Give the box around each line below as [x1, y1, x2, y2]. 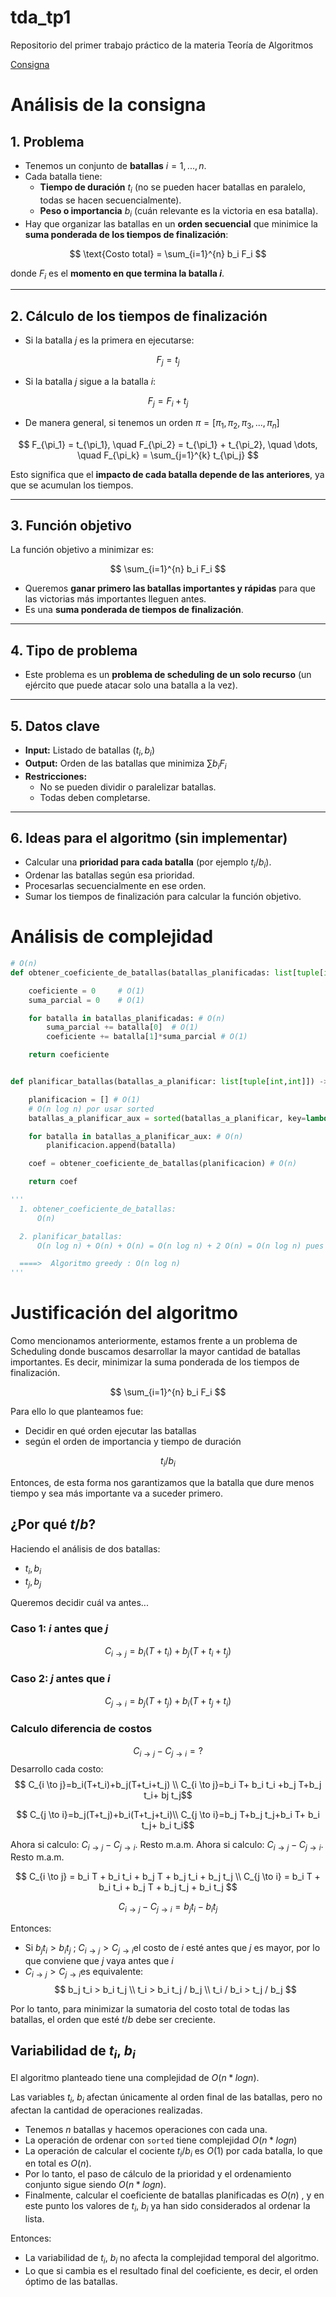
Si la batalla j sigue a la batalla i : [24, 375, 157, 387]
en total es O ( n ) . [24, 2157, 92, 2170]
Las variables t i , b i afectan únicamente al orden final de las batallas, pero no [10, 2091, 323, 2105]
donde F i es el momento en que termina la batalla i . [10, 267, 225, 281]
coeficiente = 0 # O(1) [28, 986, 145, 996]
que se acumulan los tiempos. [10, 479, 134, 491]
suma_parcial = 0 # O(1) [28, 995, 145, 1005]
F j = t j [156, 354, 180, 368]
